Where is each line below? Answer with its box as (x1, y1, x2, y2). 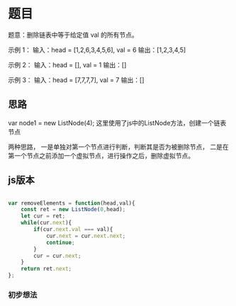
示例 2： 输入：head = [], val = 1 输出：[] (8, 60, 127, 69)
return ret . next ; (21, 266, 72, 273)
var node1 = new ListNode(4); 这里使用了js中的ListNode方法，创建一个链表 (8, 118, 227, 127)
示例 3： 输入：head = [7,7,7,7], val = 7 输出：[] (8, 75, 145, 84)
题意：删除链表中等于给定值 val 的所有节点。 (8, 30, 138, 39)
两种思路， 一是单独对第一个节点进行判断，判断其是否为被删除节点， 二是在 (8, 142, 229, 151)
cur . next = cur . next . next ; (45, 232, 126, 239)
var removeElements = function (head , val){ (8, 199, 135, 207)
